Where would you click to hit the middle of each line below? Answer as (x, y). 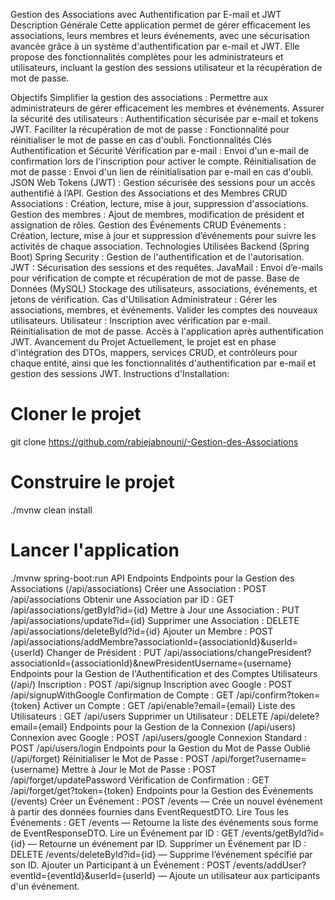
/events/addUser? (269, 865)
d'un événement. (45, 886)
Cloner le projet (76, 414)
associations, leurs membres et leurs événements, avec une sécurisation (160, 35)
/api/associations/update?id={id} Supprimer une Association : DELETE (155, 620)
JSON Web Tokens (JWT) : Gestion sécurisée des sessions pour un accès (163, 182)
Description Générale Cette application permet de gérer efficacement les (160, 25)
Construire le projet (92, 482)
